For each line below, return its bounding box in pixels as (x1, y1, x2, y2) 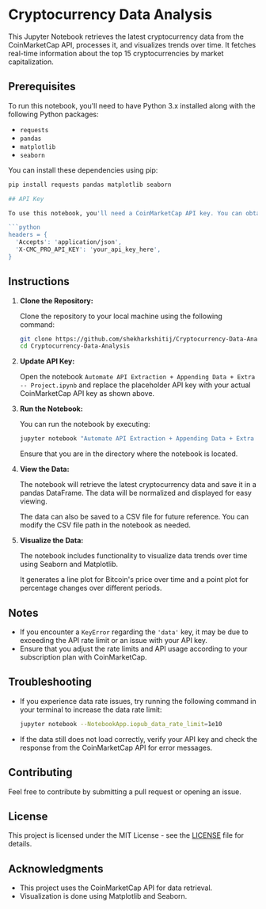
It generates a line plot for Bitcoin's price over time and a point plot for (19, 575, 249, 584)
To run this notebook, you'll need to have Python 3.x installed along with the (8, 101, 256, 110)
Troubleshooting (8, 675, 93, 689)
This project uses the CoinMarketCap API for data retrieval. (19, 883, 213, 892)
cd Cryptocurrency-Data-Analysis (19, 342, 131, 350)
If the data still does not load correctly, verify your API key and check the (19, 734, 257, 744)
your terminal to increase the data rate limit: (19, 705, 162, 714)
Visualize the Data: (19, 536, 84, 546)
